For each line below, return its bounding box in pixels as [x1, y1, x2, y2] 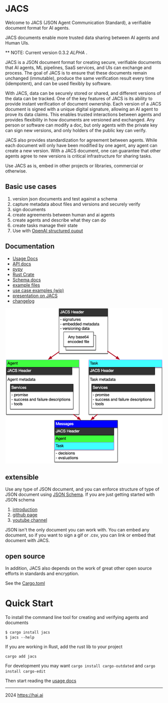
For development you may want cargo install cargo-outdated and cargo [5, 663, 155, 669]
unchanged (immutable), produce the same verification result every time [5, 75, 154, 81]
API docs [12, 260, 31, 266]
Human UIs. [5, 39, 29, 45]
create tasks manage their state [12, 222, 78, 228]
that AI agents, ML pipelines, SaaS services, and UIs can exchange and [5, 64, 151, 70]
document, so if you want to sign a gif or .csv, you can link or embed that [5, 532, 156, 538]
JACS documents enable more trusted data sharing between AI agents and [5, 34, 159, 40]
